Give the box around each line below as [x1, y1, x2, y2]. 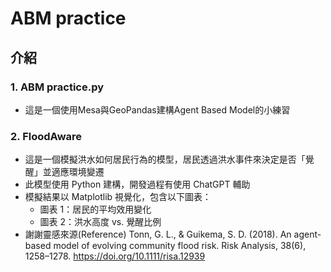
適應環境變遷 [51, 166, 105, 178]
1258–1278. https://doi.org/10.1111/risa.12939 [24, 250, 206, 262]
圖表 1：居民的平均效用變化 [39, 203, 152, 216]
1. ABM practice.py [10, 80, 105, 94]
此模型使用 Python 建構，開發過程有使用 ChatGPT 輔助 [24, 178, 251, 191]
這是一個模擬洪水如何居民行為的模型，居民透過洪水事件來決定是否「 [24, 153, 306, 166]
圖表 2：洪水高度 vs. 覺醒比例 [39, 216, 162, 228]
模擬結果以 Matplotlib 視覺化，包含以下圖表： [24, 191, 212, 203]
